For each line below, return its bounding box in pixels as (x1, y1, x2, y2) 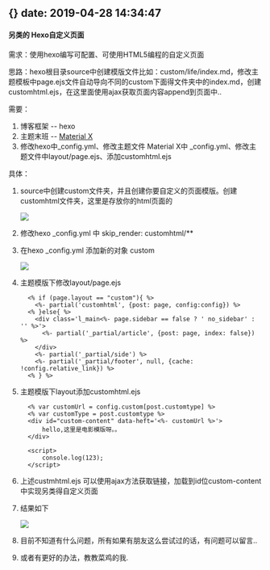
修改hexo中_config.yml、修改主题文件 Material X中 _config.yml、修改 (19, 141, 250, 151)
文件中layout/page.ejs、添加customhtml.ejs (27, 151, 172, 161)
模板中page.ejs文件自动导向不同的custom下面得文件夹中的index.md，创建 (15, 77, 262, 86)
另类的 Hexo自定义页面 (8, 30, 85, 40)
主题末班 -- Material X (19, 131, 93, 140)
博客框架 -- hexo (19, 121, 76, 131)
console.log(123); (41, 454, 104, 462)
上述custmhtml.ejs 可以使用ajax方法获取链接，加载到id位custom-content (19, 476, 262, 485)
